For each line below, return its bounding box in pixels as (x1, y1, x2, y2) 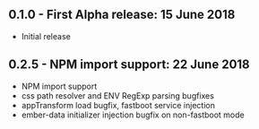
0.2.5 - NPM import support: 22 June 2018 (8, 57, 250, 73)
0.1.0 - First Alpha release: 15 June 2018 (8, 7, 236, 22)
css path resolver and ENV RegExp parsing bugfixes (21, 90, 214, 101)
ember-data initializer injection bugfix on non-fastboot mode (21, 109, 245, 120)
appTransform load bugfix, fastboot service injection (21, 99, 216, 110)
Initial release (21, 30, 71, 41)
